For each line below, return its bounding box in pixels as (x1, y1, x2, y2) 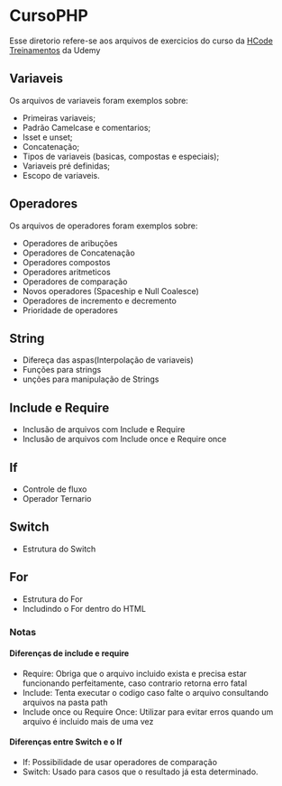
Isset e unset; (22, 132, 74, 143)
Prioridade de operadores (22, 304, 119, 316)
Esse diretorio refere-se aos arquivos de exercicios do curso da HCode (9, 35, 273, 46)
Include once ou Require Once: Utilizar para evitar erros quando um (22, 706, 274, 717)
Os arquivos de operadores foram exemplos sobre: (9, 220, 198, 231)
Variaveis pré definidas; (22, 160, 111, 171)
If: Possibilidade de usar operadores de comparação (22, 756, 218, 767)
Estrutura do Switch (22, 543, 96, 554)
